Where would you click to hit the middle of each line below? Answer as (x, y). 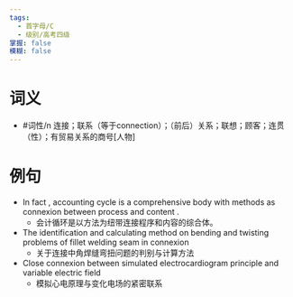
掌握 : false (30, 43)
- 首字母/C (36, 26)
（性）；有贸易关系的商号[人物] (79, 137)
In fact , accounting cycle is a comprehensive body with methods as (149, 202)
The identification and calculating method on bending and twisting (146, 232)
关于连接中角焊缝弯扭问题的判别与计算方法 (115, 253)
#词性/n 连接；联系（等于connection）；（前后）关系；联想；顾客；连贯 (153, 125)
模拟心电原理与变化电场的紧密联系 (99, 283)
